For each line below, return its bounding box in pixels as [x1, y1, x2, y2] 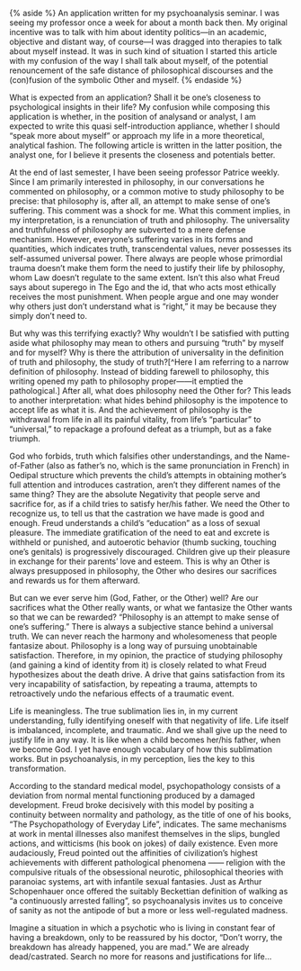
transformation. [9, 763, 66, 774]
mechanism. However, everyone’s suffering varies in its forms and [9, 234, 253, 244]
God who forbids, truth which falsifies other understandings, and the [9, 450, 263, 461]
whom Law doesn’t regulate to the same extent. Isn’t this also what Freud [9, 272, 280, 283]
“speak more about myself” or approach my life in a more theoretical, [9, 131, 265, 141]
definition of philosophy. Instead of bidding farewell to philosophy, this [9, 367, 270, 377]
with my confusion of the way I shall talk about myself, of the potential [9, 56, 269, 66]
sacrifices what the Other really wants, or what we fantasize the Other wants [9, 603, 293, 613]
